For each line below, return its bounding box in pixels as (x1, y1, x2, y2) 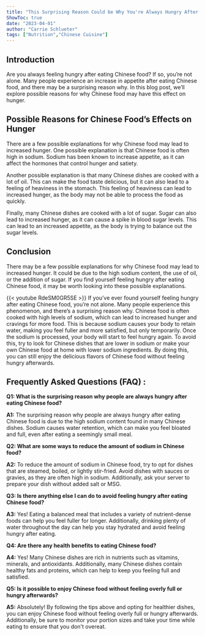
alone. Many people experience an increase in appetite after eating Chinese (6, 77, 198, 84)
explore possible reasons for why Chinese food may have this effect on (6, 90, 186, 97)
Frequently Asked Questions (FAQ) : (6, 377, 146, 387)
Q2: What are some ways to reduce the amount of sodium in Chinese (6, 443, 185, 450)
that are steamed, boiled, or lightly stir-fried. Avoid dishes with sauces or (6, 467, 190, 475)
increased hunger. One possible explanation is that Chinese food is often (6, 146, 190, 153)
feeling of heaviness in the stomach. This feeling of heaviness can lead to (6, 184, 192, 191)
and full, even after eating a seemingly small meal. (6, 431, 133, 438)
